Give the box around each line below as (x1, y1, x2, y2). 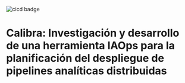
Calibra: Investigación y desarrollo (6, 27, 180, 40)
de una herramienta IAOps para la (6, 39, 175, 53)
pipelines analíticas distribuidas (6, 64, 167, 78)
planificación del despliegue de (6, 52, 165, 65)
